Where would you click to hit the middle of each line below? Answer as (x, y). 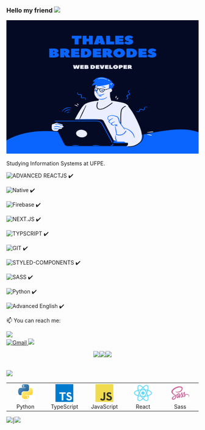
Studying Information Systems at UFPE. (56, 163)
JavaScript (104, 407)
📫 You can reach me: (34, 321)
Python (25, 407)
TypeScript (65, 407)
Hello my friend (30, 10)
